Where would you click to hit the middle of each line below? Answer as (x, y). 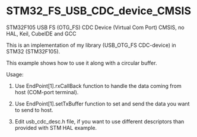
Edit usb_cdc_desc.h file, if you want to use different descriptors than (99, 121)
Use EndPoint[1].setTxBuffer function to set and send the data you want (102, 103)
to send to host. (34, 110)
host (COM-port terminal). (47, 92)
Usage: (15, 74)
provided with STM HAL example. (55, 128)
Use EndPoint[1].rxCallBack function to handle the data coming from (98, 86)
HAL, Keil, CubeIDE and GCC (41, 33)
